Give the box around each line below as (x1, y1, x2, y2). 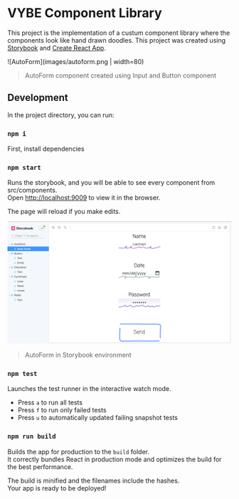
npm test (7, 370, 38, 377)
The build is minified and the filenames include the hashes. (7, 476, 180, 485)
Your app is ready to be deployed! (7, 483, 107, 492)
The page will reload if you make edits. (7, 208, 121, 216)
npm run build (7, 432, 56, 441)
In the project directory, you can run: (7, 110, 115, 119)
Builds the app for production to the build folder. (7, 447, 150, 456)
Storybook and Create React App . (7, 43, 107, 52)
